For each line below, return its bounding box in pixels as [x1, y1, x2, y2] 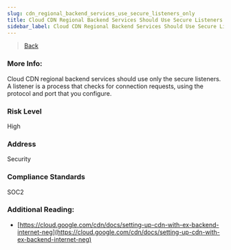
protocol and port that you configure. [7, 89, 112, 97]
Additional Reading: [7, 205, 75, 214]
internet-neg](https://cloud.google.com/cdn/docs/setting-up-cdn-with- [16, 228, 220, 236]
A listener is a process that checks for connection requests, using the [7, 82, 204, 90]
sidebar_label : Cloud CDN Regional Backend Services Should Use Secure [7, 23, 217, 30]
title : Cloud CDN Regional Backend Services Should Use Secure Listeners [7, 17, 223, 23]
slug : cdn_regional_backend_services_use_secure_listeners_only [7, 10, 195, 17]
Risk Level [7, 106, 43, 116]
